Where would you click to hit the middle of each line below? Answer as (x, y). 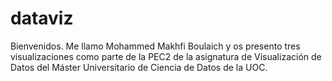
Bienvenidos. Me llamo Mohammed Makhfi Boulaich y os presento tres (155, 46)
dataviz (42, 18)
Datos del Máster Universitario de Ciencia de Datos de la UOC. (139, 67)
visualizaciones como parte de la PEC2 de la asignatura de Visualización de (166, 56)
